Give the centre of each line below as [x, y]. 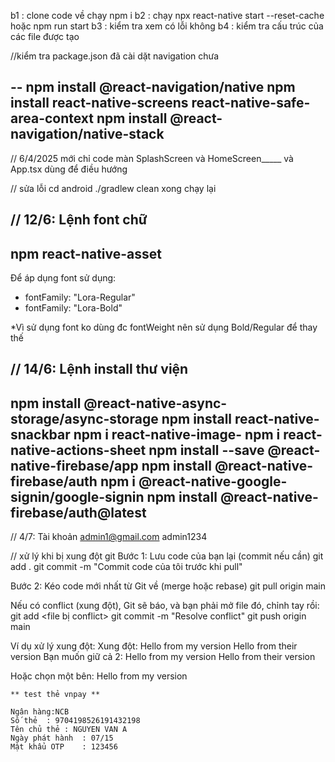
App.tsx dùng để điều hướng [69, 169]
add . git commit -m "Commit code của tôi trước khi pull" [126, 567]
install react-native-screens [99, 103]
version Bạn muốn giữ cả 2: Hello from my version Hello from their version [163, 657]
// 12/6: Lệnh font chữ [79, 220]
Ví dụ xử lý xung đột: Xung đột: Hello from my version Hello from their [154, 646]
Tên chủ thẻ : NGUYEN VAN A [69, 730]
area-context [52, 118]
